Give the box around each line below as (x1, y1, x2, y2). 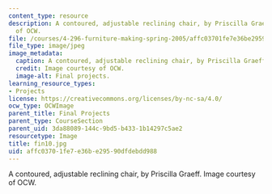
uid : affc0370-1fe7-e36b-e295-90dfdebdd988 (8, 147, 158, 155)
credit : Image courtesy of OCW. (15, 65, 125, 73)
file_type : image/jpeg (8, 42, 85, 50)
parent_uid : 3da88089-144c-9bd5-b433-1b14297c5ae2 (8, 124, 183, 133)
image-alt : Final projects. (15, 72, 111, 80)
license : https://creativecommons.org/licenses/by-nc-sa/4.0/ (8, 95, 223, 103)
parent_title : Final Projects (8, 110, 111, 118)
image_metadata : (8, 49, 63, 57)
